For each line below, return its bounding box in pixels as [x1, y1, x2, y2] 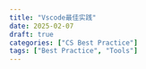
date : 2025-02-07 [9, 22, 74, 30]
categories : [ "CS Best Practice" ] [9, 38, 139, 47]
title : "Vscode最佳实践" [9, 13, 97, 22]
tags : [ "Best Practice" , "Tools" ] [9, 47, 139, 56]
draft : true [9, 30, 54, 39]
